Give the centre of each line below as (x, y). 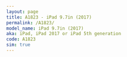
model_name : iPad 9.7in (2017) (45, 28)
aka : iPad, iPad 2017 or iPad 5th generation (63, 34)
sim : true (18, 45)
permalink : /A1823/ (30, 23)
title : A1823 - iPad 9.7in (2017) (49, 17)
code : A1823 (21, 39)
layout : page (22, 12)
